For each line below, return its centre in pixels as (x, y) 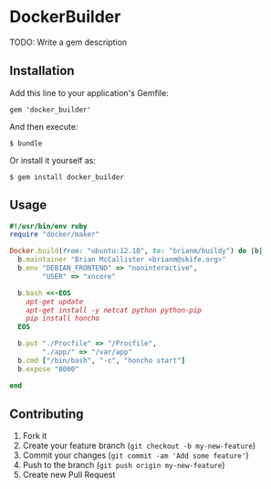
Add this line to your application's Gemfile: (89, 92)
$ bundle (26, 144)
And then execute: (44, 126)
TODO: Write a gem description (68, 42)
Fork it (35, 436)
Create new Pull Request (69, 475)
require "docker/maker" (55, 235)
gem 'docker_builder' (51, 110)
